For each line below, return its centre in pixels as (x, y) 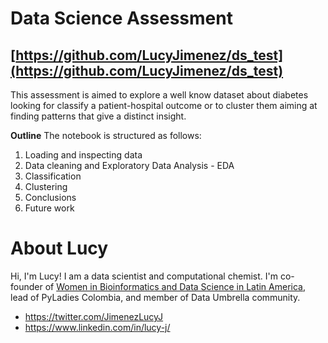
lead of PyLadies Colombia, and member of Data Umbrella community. (155, 297)
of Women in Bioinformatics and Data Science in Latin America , (175, 286)
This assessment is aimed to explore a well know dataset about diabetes (159, 95)
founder (26, 286)
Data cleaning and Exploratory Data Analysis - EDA (129, 165)
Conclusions (50, 197)
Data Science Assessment (121, 18)
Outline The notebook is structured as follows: (106, 135)
